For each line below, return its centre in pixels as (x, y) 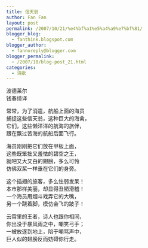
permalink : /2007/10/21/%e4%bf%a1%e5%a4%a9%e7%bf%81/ (75, 28)
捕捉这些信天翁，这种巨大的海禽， (48, 119)
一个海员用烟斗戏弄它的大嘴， (43, 196)
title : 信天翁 (22, 12)
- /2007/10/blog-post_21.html (49, 62)
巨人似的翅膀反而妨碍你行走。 (43, 239)
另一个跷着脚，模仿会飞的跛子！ (45, 204)
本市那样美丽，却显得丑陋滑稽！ (45, 189)
